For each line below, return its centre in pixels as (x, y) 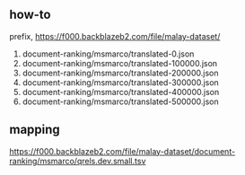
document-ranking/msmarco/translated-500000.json (120, 101)
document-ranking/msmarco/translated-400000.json (121, 92)
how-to (30, 15)
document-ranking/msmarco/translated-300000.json (121, 82)
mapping (35, 130)
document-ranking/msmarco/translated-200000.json (120, 73)
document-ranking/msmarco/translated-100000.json (120, 63)
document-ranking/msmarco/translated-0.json (108, 54)
